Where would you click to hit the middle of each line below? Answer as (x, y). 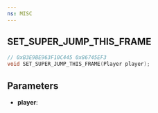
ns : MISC (20, 14)
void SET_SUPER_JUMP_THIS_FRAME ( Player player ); (79, 64)
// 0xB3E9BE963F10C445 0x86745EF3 (57, 58)
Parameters (33, 86)
